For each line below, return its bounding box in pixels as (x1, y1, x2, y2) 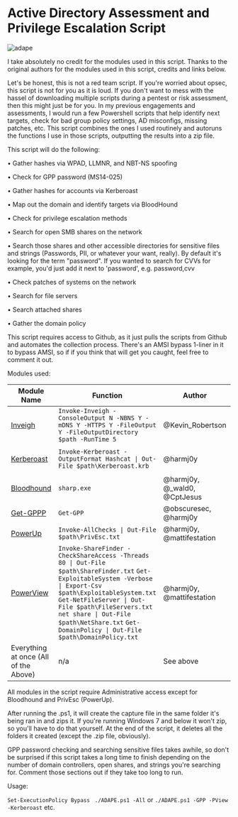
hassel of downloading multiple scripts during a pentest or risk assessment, (7, 94, 228, 102)
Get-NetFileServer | (58, 596, 127, 604)
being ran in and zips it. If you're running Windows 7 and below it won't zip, (7, 716, 227, 725)
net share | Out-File (58, 610, 131, 618)
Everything (11, 642, 47, 652)
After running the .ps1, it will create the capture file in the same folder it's (7, 708, 220, 718)
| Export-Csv (58, 581, 103, 590)
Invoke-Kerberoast (58, 447, 120, 456)
